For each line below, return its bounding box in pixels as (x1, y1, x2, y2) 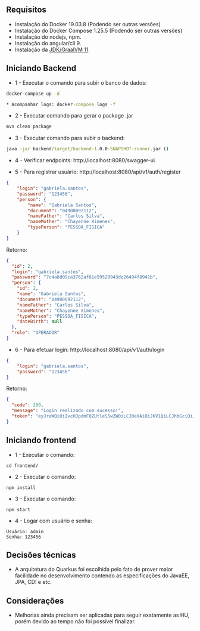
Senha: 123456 (6, 534, 42, 540)
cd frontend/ (6, 462, 39, 469)
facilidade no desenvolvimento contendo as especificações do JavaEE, (14, 572, 189, 579)
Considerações (6, 596, 64, 606)
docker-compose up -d (6, 91, 60, 97)
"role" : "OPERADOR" (11, 330, 60, 336)
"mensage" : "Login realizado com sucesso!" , (11, 408, 124, 414)
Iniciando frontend (6, 435, 76, 446)
